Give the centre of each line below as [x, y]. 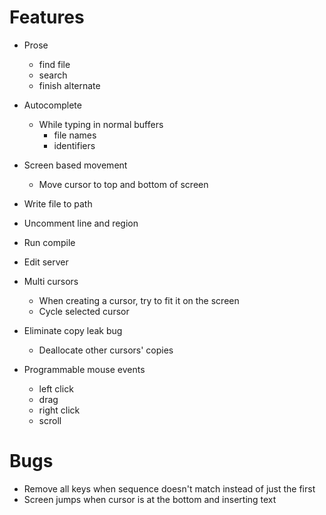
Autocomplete [52, 105]
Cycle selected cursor [84, 311]
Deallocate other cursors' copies [106, 350]
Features [47, 17]
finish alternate [69, 85]
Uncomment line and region [81, 223]
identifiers [74, 145]
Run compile [49, 242]
